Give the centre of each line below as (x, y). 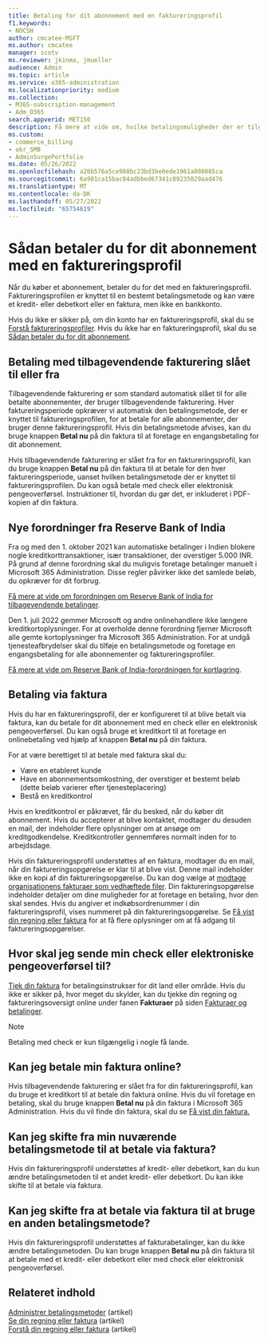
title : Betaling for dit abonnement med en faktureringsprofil (116, 16)
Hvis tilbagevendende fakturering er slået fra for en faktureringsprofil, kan (130, 460)
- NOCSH (21, 30)
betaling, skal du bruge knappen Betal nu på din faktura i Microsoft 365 (126, 1103)
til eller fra (34, 374)
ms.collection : (33, 97)
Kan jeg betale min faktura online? (95, 1067)
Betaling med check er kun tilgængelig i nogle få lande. (99, 1042)
